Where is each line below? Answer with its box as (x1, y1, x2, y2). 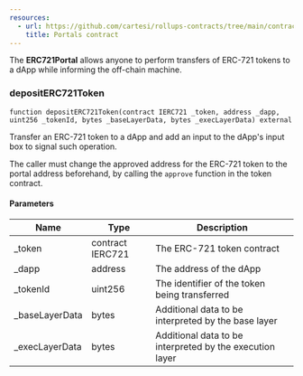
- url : (17, 22, 42, 31)
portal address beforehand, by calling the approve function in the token (9, 168, 272, 179)
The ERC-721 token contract (155, 241, 280, 254)
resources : (9, 13, 50, 23)
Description (197, 221, 248, 233)
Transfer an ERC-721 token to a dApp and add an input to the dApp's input (9, 131, 285, 142)
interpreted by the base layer (155, 314, 278, 326)
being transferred (155, 288, 230, 301)
